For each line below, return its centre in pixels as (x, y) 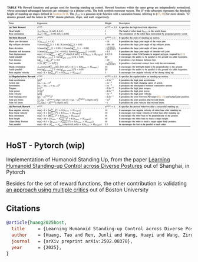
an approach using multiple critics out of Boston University (77, 190)
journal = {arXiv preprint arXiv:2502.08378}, (72, 241)
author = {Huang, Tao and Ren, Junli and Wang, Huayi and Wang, (96, 235)
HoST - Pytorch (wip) (46, 146)
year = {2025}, (37, 247)
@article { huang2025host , (37, 223)
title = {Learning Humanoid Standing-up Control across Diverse (97, 229)
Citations (23, 208)
